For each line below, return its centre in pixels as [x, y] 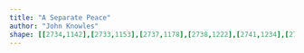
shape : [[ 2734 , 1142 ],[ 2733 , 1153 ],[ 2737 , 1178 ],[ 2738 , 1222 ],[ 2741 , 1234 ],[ [149, 34]
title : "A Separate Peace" [60, 18]
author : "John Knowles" [54, 26]
